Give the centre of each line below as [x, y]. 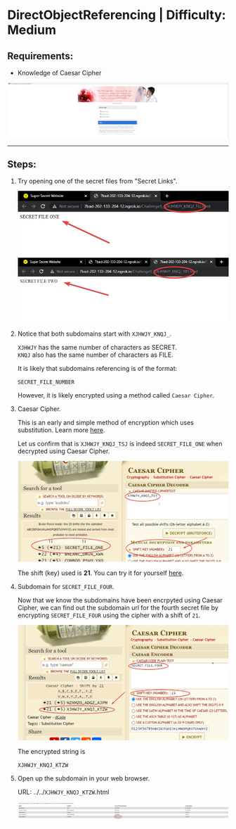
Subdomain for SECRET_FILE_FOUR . [66, 587]
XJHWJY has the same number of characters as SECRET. [97, 347]
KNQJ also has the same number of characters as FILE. [95, 355]
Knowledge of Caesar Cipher [59, 73]
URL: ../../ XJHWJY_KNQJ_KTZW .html [63, 792]
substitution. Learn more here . [61, 430]
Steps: [22, 164]
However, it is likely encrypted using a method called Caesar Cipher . [116, 395]
